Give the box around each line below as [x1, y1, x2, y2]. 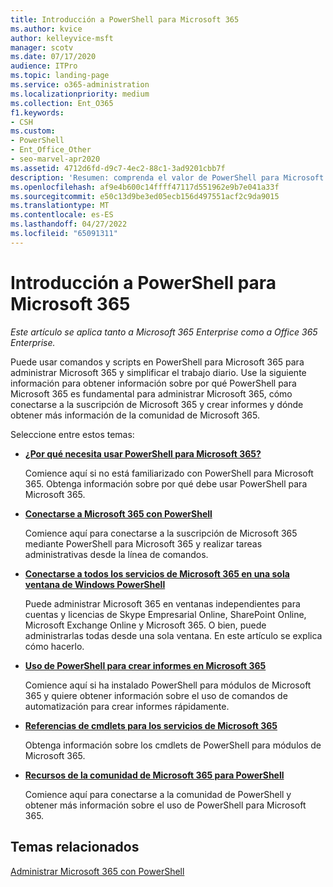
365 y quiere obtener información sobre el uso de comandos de [24, 689, 288, 701]
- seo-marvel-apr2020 [10, 154, 101, 164]
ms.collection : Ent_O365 [10, 98, 114, 108]
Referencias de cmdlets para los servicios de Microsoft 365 [24, 719, 278, 731]
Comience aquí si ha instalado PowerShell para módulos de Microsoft [24, 679, 312, 691]
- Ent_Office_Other [10, 145, 92, 155]
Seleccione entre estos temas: [10, 428, 135, 440]
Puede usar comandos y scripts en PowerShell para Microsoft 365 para [10, 356, 305, 368]
